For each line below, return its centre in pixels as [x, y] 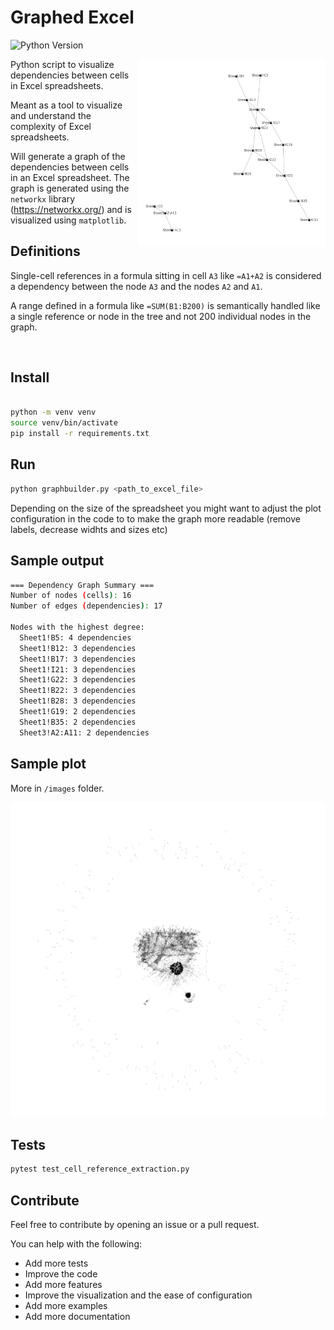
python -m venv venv [53, 412]
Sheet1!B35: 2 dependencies [78, 722]
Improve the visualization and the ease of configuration [138, 1295]
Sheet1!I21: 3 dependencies [78, 669]
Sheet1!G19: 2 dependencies [78, 712]
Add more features [63, 1284]
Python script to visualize [62, 64]
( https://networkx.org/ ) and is [71, 209]
